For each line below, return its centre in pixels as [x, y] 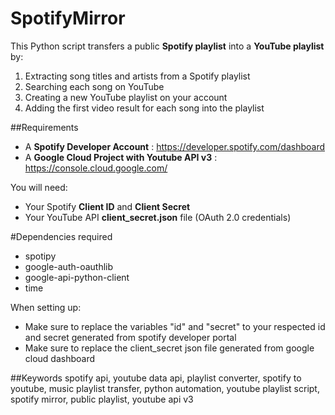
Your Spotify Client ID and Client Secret [107, 206]
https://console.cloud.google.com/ [96, 168]
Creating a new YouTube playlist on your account [126, 97]
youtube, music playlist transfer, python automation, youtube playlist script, [165, 388]
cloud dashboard [60, 358]
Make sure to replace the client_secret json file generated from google [169, 348]
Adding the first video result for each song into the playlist [144, 108]
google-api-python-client [77, 277]
